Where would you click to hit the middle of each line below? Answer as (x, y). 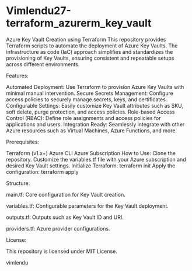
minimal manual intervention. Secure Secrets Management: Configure (90, 93)
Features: (18, 76)
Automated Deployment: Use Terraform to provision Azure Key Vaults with (95, 87)
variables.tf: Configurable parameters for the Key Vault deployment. (88, 205)
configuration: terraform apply (42, 171)
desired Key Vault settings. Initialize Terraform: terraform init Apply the (91, 166)
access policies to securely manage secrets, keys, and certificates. (87, 99)
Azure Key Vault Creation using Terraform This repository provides (86, 39)
